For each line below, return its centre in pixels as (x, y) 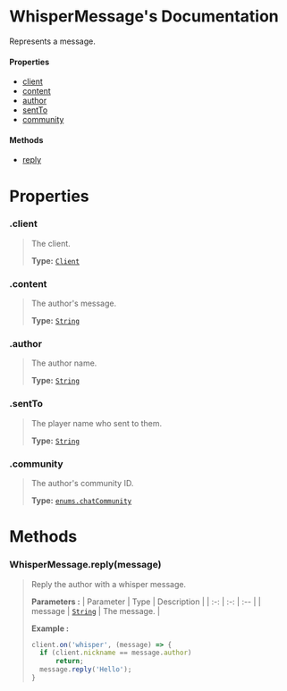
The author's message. (74, 303)
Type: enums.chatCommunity (81, 501)
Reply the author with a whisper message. (108, 584)
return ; (69, 662)
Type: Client (55, 260)
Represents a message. (52, 41)
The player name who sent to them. (97, 423)
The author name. (64, 363)
